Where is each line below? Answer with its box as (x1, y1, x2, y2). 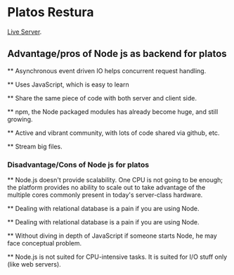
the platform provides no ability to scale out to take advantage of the (7, 184, 206, 192)
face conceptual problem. (7, 239, 82, 248)
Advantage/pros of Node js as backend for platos (7, 48, 227, 60)
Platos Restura (7, 4, 94, 20)
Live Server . (7, 27, 42, 36)
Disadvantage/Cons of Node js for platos (7, 160, 150, 170)
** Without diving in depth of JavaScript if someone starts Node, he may (7, 231, 218, 240)
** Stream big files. (7, 142, 63, 151)
